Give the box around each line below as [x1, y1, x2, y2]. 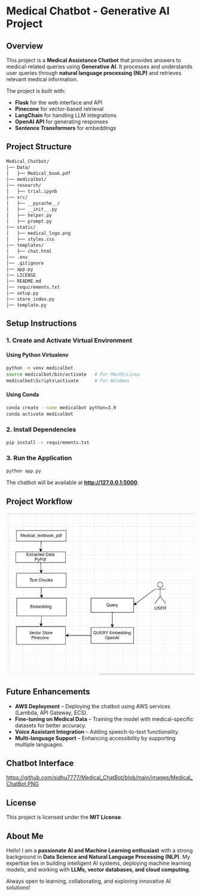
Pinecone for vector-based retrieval [14, 105, 103, 112]
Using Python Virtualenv [6, 351, 69, 358]
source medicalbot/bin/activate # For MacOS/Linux [6, 371, 141, 378]
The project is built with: [6, 87, 66, 94]
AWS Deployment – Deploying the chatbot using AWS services [14, 703, 170, 710]
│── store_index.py [6, 296, 55, 302]
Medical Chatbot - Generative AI [6, 4, 170, 18]
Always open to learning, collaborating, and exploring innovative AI [6, 877, 171, 885]
